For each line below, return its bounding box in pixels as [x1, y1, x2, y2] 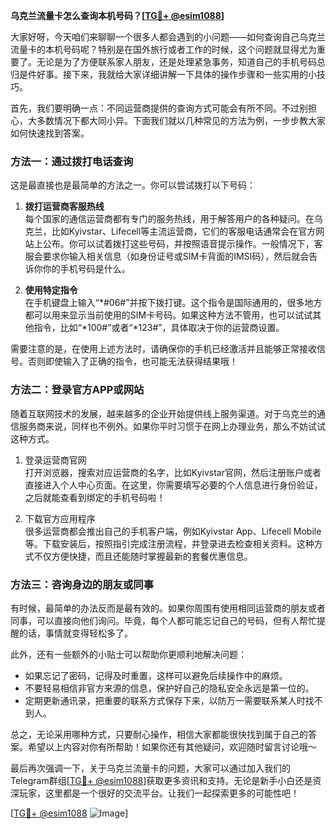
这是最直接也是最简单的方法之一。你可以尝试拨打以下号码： [10, 179, 256, 191]
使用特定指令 [24, 284, 78, 296]
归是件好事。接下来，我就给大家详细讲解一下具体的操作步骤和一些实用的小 [10, 69, 317, 80]
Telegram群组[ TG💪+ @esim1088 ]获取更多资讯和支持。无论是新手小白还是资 [10, 774, 322, 786]
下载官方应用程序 [24, 512, 96, 524]
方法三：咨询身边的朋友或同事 [10, 577, 155, 591]
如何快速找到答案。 [10, 127, 90, 139]
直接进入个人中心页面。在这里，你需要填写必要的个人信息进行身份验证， [24, 479, 323, 491]
